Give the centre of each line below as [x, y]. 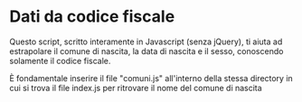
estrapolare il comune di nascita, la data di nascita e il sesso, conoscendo [146, 51]
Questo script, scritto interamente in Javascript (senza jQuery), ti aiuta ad [146, 42]
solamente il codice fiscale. [60, 60]
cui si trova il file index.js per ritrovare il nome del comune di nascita [136, 88]
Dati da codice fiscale [92, 17]
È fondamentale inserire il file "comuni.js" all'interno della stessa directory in [151, 78]
